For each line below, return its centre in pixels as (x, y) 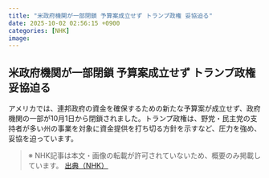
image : (19, 38)
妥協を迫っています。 (43, 139)
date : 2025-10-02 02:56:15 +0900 (64, 23)
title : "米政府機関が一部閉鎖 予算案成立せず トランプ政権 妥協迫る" (110, 16)
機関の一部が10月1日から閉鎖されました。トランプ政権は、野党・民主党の (129, 119)
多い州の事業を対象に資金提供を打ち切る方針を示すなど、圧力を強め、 (145, 128)
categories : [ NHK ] (39, 30)
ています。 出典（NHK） (68, 166)
